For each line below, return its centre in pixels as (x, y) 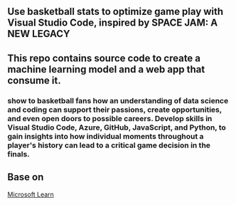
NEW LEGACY (39, 34)
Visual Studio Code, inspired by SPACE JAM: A (113, 23)
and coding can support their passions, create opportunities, (115, 110)
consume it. (34, 80)
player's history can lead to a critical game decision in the (109, 145)
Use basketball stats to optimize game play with (116, 12)
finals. (18, 154)
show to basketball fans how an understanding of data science (118, 100)
